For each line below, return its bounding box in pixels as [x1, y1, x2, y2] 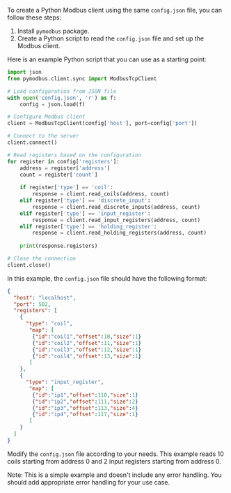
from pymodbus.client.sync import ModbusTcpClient [7, 75, 157, 82]
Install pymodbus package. [17, 27, 90, 35]
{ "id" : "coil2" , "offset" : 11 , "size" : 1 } [32, 339, 141, 346]
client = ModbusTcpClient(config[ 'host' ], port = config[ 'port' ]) [7, 120, 198, 127]
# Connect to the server [7, 133, 79, 140]
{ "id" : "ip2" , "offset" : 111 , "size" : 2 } [32, 398, 138, 405]
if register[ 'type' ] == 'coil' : [19, 184, 113, 191]
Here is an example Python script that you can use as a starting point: [7, 55, 207, 64]
